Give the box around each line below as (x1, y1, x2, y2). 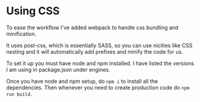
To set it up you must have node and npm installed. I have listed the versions (6, 60, 194, 67)
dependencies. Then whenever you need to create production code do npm (6, 84, 190, 91)
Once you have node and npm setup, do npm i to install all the (6, 78, 158, 85)
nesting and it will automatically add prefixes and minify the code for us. (6, 48, 183, 55)
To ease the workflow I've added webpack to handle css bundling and (6, 24, 179, 31)
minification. (6, 30, 37, 37)
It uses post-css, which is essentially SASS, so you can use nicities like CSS (6, 42, 193, 49)
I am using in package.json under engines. (6, 66, 110, 73)
